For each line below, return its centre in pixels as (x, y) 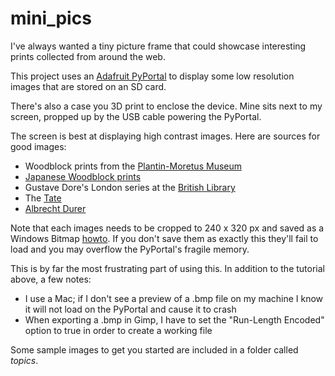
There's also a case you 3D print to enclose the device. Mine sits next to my (166, 106)
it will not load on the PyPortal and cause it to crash (130, 309)
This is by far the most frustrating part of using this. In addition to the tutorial (167, 268)
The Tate (43, 198)
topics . (24, 360)
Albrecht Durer (55, 208)
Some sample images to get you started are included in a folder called (154, 349)
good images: (38, 146)
